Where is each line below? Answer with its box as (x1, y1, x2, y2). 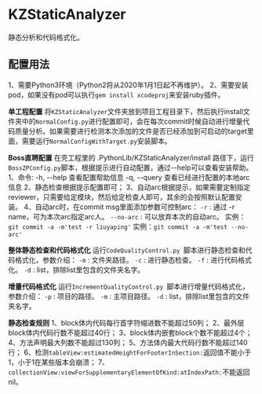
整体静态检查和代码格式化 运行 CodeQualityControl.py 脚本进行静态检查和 (8, 245, 246, 255)
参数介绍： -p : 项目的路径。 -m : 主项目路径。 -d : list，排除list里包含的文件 (8, 291, 250, 300)
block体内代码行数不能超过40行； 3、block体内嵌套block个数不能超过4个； (8, 328, 253, 337)
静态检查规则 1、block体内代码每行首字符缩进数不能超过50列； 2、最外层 (8, 318, 245, 327)
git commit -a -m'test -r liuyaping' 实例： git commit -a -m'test (8, 222, 227, 231)
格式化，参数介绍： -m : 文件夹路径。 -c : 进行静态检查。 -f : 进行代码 (14, 255, 238, 264)
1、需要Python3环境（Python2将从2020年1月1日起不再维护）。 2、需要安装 (8, 80, 249, 90)
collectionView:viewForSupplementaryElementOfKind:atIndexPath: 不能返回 (8, 367, 250, 377)
